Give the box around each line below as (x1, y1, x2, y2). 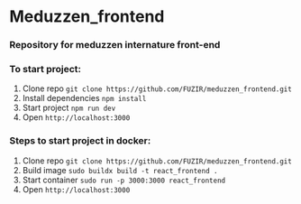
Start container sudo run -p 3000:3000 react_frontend (22, 174, 226, 185)
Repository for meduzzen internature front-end (9, 39, 221, 51)
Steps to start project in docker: (9, 134, 151, 147)
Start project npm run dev (22, 102, 116, 114)
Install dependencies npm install (22, 93, 147, 104)
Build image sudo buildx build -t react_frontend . (22, 164, 218, 175)
